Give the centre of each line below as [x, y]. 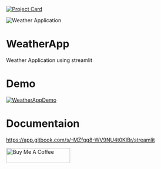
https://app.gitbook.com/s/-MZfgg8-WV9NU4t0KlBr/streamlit [80, 140]
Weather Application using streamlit [49, 60]
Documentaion [43, 124]
